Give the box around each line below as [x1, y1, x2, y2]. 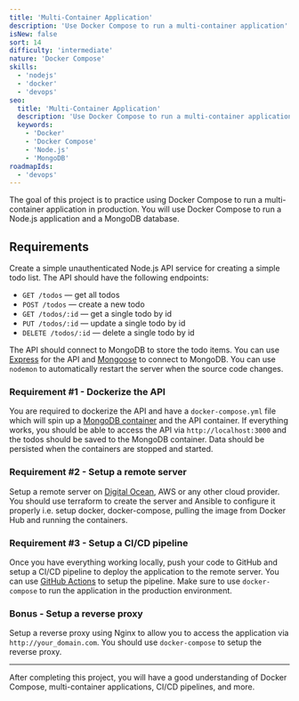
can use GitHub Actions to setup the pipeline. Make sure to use [9, 576, 241, 586]
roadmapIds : [9, 162, 53, 171]
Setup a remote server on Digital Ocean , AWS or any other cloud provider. [9, 486, 280, 496]
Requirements [9, 239, 89, 254]
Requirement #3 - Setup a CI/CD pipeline [9, 536, 189, 549]
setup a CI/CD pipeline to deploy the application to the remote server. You [9, 566, 279, 576]
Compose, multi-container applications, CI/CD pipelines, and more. [9, 681, 255, 692]
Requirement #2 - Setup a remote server [9, 466, 187, 479]
